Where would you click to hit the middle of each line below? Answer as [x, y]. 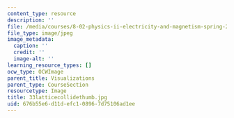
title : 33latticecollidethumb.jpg [57, 98]
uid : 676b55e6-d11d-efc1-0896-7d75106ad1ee [71, 104]
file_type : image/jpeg [40, 33]
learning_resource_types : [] [49, 65]
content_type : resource [42, 14]
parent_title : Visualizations [51, 78]
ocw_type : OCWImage [36, 71]
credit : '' [29, 53]
